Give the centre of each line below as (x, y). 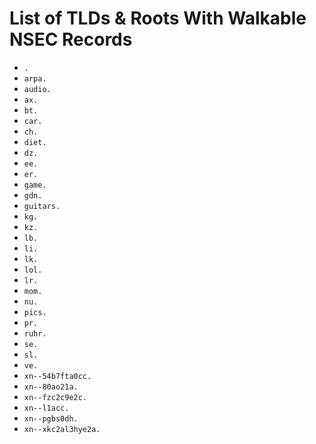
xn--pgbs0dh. (51, 418)
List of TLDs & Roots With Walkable (158, 18)
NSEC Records (71, 39)
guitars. (42, 206)
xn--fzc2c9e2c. (55, 397)
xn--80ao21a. (51, 387)
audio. (37, 89)
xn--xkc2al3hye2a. (62, 429)
